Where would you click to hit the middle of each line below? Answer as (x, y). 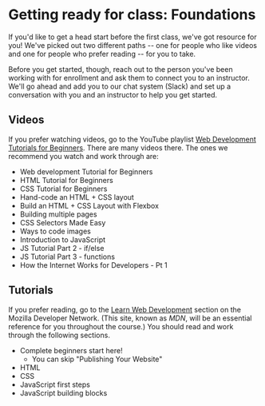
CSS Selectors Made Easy (63, 222)
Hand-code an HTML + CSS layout (77, 197)
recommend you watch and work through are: (84, 156)
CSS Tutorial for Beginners (63, 189)
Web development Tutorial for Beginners (86, 171)
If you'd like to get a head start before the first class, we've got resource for (132, 37)
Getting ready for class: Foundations (132, 15)
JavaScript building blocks (63, 392)
